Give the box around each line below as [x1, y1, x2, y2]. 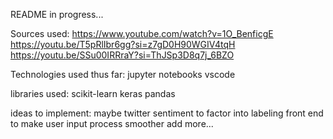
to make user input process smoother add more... [10, 118, 214, 129]
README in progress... [10, 9, 104, 20]
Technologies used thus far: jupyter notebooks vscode [10, 69, 236, 80]
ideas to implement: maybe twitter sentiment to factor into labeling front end [10, 107, 324, 119]
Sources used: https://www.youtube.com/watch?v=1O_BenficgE [10, 28, 274, 39]
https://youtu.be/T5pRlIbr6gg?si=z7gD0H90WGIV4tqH [10, 39, 236, 50]
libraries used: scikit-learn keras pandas [10, 88, 176, 99]
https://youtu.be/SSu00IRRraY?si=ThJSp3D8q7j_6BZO [10, 49, 235, 61]
